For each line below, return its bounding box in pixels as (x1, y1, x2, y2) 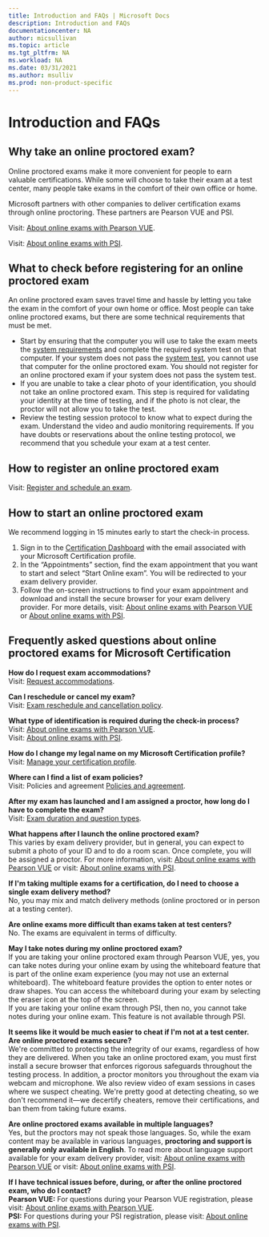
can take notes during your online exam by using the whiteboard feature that (8, 960, 261, 970)
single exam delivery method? (8, 886, 111, 897)
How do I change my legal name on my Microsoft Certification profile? (8, 748, 246, 757)
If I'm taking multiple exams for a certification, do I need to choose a (8, 878, 239, 888)
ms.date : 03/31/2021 (8, 64, 78, 72)
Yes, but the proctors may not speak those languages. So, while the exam (8, 1127, 251, 1137)
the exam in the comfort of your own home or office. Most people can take (8, 303, 255, 313)
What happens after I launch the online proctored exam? (8, 829, 199, 838)
